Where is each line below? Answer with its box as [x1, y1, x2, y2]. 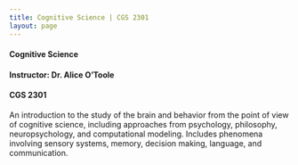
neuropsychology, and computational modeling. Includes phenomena [9, 128, 263, 139]
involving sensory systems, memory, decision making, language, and [9, 137, 262, 148]
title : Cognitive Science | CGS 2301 [9, 12, 149, 22]
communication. [9, 147, 68, 158]
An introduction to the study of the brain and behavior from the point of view [9, 109, 289, 120]
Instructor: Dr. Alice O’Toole [9, 69, 115, 80]
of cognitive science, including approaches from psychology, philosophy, [9, 119, 278, 129]
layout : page [9, 21, 58, 30]
